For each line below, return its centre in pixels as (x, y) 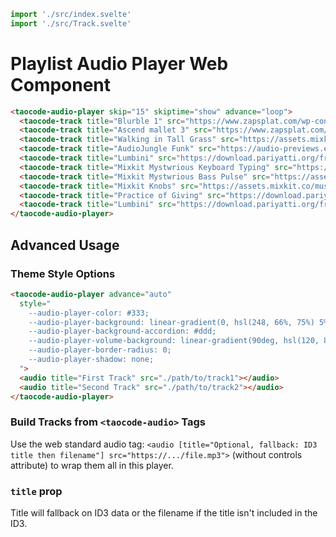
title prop (36, 491)
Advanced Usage (65, 245)
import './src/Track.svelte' (71, 23)
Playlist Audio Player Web (119, 63)
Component (61, 84)
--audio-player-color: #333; (89, 313)
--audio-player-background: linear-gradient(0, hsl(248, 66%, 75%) (171, 322)
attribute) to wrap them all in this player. (92, 465)
